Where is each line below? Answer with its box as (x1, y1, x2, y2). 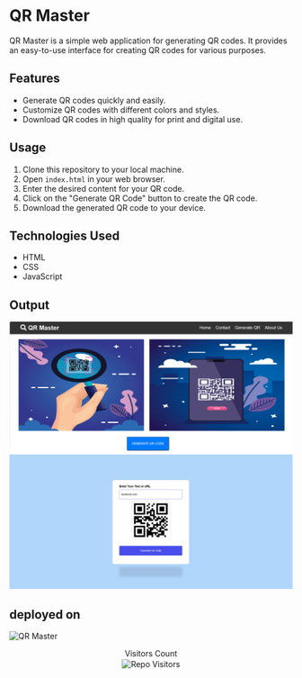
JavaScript (22, 271, 63, 282)
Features (9, 71, 60, 86)
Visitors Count (124, 648, 178, 658)
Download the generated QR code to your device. (22, 202, 207, 212)
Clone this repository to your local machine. (22, 164, 184, 175)
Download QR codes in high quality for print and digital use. (22, 113, 244, 124)
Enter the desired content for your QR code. (22, 183, 185, 194)
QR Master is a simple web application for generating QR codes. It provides (9, 35, 288, 46)
